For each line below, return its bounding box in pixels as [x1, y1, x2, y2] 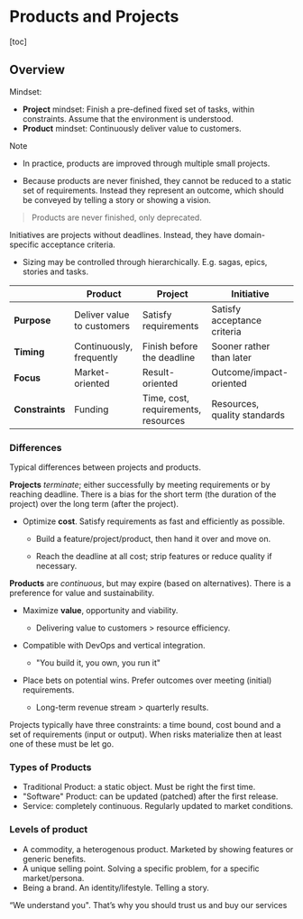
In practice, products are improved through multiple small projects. [22, 158, 271, 169]
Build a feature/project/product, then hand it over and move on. [35, 534, 271, 545]
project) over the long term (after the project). [9, 499, 179, 510]
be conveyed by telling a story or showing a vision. [22, 194, 212, 205]
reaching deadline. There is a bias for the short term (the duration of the [9, 489, 277, 500]
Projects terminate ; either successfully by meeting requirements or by [9, 480, 271, 491]
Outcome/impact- [211, 365, 289, 378]
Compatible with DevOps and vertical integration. [22, 640, 206, 651]
